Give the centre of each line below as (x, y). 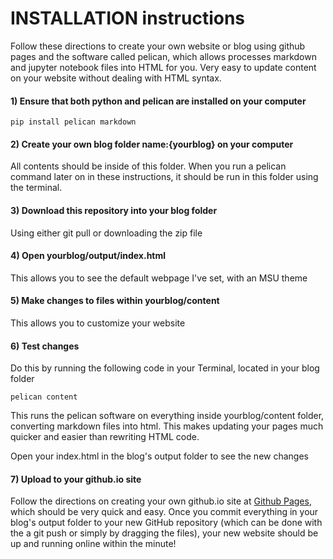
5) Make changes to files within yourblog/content (115, 301)
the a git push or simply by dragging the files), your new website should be (164, 533)
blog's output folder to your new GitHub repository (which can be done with (166, 523)
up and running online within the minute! (93, 544)
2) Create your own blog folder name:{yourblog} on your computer (152, 144)
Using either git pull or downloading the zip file (106, 233)
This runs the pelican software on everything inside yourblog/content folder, (167, 416)
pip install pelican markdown (73, 122)
